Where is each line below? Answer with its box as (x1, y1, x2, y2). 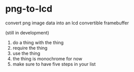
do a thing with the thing (12, 39, 64, 46)
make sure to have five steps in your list (12, 61, 96, 67)
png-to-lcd (5, 3, 52, 15)
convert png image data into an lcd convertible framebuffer (5, 20, 129, 26)
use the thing (12, 50, 41, 56)
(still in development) (5, 29, 49, 35)
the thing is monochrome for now (12, 55, 83, 61)
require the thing (12, 45, 48, 51)
